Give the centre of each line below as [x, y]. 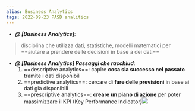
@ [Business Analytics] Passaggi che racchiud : [75, 63]
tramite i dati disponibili [52, 76]
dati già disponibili [46, 88]
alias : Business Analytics [40, 12]
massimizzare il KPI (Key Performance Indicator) [83, 102]
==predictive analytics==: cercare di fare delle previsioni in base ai [106, 82]
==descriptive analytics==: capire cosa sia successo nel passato [104, 69]
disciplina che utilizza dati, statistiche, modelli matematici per [96, 45]
